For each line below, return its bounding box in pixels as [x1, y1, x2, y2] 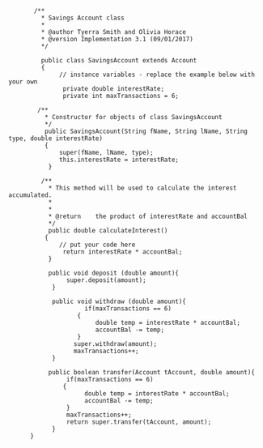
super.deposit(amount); [66, 276, 147, 284]
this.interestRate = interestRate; [59, 156, 180, 164]
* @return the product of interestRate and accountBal [48, 212, 248, 220]
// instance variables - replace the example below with [59, 70, 255, 79]
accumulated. [8, 191, 53, 199]
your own [8, 78, 38, 86]
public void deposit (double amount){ [48, 269, 180, 277]
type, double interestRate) [8, 134, 104, 143]
